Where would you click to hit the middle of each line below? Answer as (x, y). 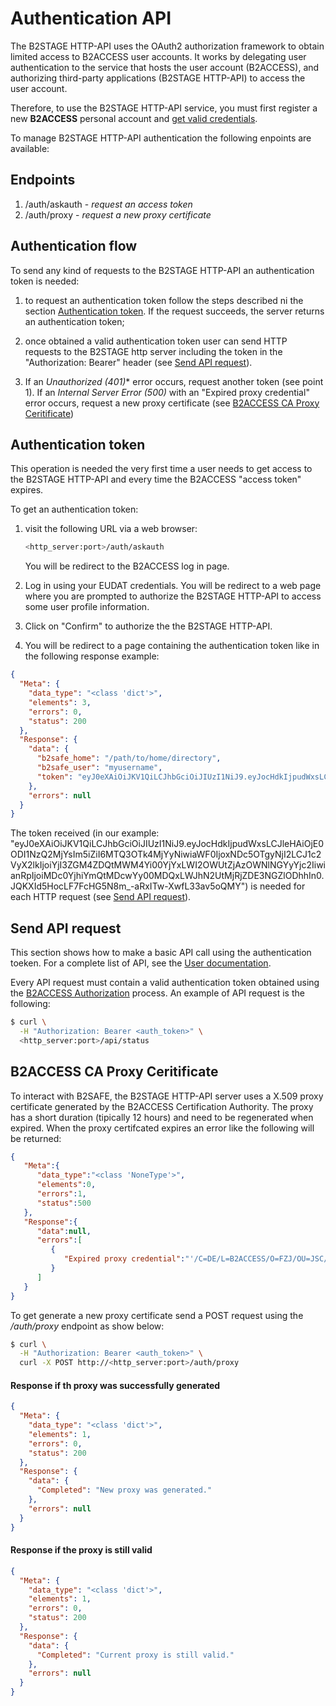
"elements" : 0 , (66, 1185)
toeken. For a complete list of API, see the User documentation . (141, 963)
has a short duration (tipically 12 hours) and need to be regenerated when (162, 1117)
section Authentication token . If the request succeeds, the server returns (174, 311)
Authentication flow (74, 246)
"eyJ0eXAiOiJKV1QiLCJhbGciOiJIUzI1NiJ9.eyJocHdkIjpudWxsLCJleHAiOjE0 (167, 844)
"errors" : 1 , (61, 1194)
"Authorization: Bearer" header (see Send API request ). (138, 362)
